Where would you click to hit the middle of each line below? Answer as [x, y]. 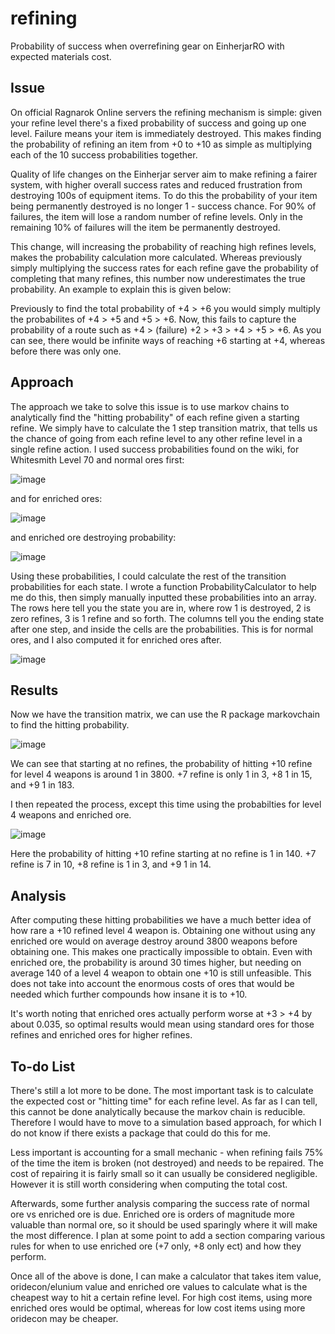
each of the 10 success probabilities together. [104, 154]
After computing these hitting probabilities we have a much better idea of [161, 920]
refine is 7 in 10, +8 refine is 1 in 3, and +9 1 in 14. [111, 864]
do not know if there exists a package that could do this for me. [141, 1133]
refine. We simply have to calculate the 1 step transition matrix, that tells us [164, 428]
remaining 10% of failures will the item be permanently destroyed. [145, 227]
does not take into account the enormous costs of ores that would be [152, 984]
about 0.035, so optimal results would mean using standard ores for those [162, 1024]
